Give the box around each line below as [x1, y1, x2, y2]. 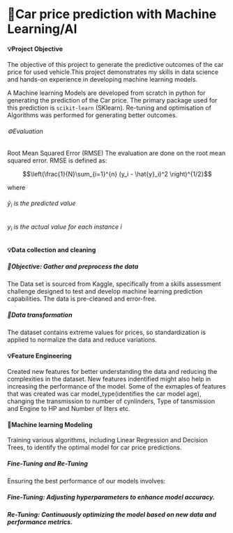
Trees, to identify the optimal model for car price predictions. [7, 443, 183, 452]
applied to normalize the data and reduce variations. [7, 335, 157, 344]
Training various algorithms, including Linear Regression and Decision [7, 436, 208, 444]
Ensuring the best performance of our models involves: [7, 477, 166, 486]
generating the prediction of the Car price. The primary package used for [7, 96, 218, 105]
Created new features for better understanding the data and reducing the [7, 368, 218, 376]
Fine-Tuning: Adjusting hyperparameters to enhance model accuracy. [7, 493, 215, 501]
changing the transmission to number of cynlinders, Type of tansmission [7, 397, 216, 405]
